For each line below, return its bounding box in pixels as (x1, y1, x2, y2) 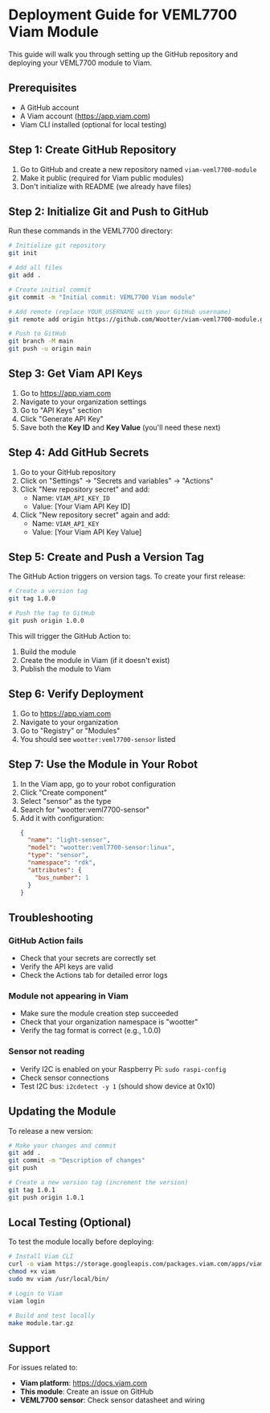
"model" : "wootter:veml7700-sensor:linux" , (27, 843, 175, 852)
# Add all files (8, 264, 63, 272)
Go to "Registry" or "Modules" (19, 726, 121, 735)
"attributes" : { (27, 866, 82, 874)
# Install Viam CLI (8, 1253, 74, 1261)
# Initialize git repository (8, 241, 106, 250)
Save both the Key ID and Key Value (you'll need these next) (19, 422, 221, 432)
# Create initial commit (8, 286, 92, 294)
